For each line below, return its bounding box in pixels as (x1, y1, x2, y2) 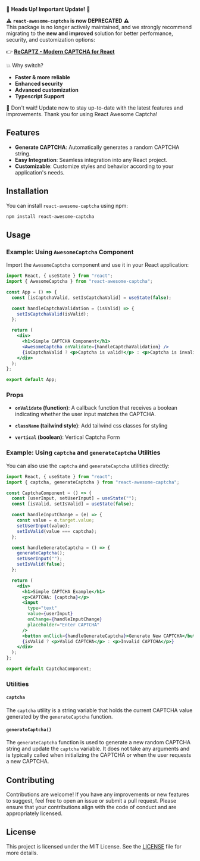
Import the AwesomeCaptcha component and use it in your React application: (6, 261, 189, 269)
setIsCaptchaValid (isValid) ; (17, 311, 89, 317)
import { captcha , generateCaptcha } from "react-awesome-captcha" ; (6, 479, 180, 485)
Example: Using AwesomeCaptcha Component (6, 248, 134, 256)
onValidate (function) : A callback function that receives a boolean (14, 404, 177, 411)
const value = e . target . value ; (17, 517, 95, 523)
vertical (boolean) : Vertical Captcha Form (14, 433, 120, 441)
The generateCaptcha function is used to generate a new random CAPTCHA (6, 739, 191, 746)
